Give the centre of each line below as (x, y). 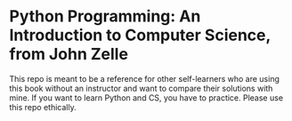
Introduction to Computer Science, (140, 35)
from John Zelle (69, 54)
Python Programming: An (105, 16)
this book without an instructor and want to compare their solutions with (141, 88)
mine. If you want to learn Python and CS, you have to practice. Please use (146, 97)
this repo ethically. (43, 107)
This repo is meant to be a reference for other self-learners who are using (145, 78)
